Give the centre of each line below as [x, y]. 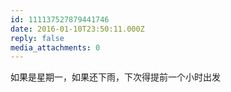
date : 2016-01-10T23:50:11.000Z [77, 29]
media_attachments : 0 [55, 47]
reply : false [37, 38]
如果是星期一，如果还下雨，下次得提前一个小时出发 [115, 77]
